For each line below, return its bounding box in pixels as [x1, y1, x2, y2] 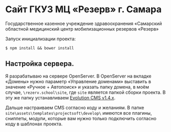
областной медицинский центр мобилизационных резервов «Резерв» [5, 25, 159, 32]
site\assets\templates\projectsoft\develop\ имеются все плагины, [5, 110, 152, 116]
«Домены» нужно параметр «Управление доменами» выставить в [5, 78, 152, 85]
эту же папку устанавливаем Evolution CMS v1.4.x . [5, 94, 116, 100]
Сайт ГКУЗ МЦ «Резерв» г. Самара [5, 4, 162, 15]
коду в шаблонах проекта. [5, 121, 63, 127]
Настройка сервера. [5, 60, 75, 68]
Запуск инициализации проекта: [5, 36, 76, 42]
